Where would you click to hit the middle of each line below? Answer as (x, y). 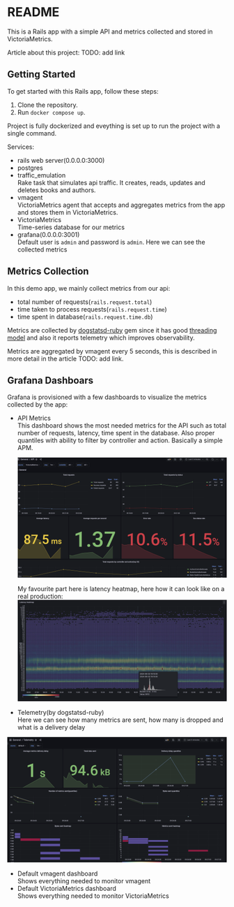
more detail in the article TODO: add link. (65, 358)
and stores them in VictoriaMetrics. (68, 212)
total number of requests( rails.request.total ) (85, 302)
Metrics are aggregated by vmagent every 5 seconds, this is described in (112, 351)
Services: (21, 147)
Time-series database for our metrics (71, 227)
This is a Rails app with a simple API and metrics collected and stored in (110, 31)
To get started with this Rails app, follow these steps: (83, 91)
